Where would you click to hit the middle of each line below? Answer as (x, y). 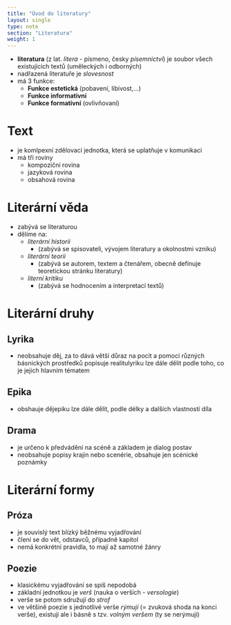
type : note (23, 26)
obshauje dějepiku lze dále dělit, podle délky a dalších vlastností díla (114, 408)
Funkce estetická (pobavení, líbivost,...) (84, 89)
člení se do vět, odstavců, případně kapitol (77, 539)
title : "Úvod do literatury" (49, 13)
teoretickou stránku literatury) (80, 271)
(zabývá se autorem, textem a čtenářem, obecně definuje (119, 263)
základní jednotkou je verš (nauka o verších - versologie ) (98, 592)
